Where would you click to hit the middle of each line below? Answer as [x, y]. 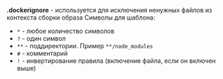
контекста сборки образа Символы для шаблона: [81, 17]
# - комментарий [42, 53]
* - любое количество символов [65, 31]
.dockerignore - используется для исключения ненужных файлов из [109, 10]
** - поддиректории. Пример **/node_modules [85, 46]
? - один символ [41, 38]
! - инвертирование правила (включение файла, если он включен [116, 61]
